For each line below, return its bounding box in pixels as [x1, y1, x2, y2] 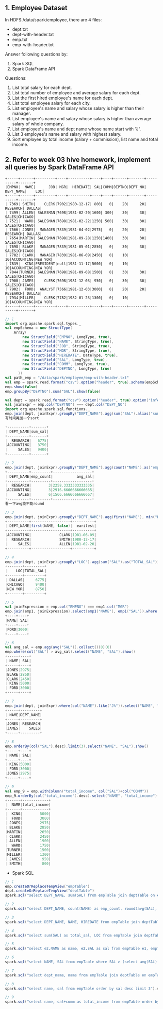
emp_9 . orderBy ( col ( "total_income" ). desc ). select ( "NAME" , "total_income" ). [5, 793, 160, 798]
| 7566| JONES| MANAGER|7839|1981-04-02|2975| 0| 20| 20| [5, 227, 147, 232]
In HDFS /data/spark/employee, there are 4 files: [5, 17, 102, 22]
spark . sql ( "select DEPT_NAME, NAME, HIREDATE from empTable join [5, 919, 140, 924]
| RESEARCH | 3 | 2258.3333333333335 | [5, 483, 95, 488]
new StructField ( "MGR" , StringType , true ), [22, 348, 112, 353]
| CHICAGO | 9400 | [5, 582, 47, 587]
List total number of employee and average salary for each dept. [12, 90, 141, 95]
